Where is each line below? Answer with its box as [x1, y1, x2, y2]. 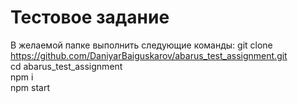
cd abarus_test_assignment [10, 60, 123, 72]
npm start [10, 81, 51, 93]
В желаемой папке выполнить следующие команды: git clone [10, 39, 273, 51]
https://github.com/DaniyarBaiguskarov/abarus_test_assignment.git [10, 49, 288, 61]
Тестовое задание [10, 6, 170, 29]
